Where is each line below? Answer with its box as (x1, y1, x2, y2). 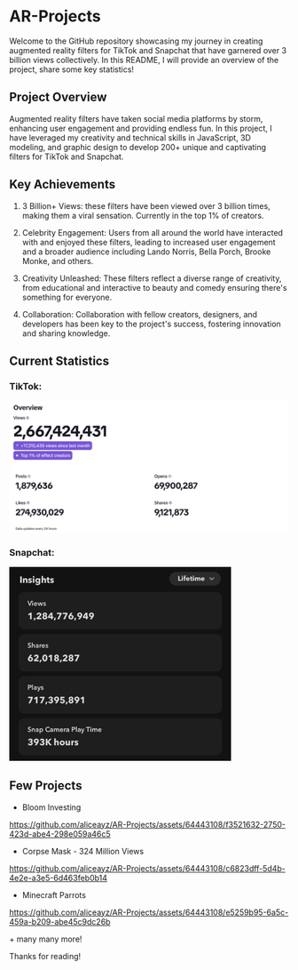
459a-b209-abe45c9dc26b (9, 916, 111, 926)
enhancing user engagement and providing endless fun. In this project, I (9, 123, 272, 133)
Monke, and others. (21, 255, 94, 266)
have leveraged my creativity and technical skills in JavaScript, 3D (9, 132, 251, 143)
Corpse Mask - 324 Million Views (21, 846, 145, 856)
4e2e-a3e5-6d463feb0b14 (9, 872, 108, 883)
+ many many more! (9, 934, 82, 944)
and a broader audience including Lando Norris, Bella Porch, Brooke (21, 246, 271, 257)
